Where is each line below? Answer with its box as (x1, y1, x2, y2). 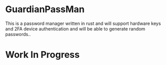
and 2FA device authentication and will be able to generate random (5, 25, 146, 31)
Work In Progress (5, 49, 80, 60)
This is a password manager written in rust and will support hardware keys (5, 20, 161, 26)
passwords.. (5, 31, 31, 37)
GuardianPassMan (5, 4, 85, 15)
